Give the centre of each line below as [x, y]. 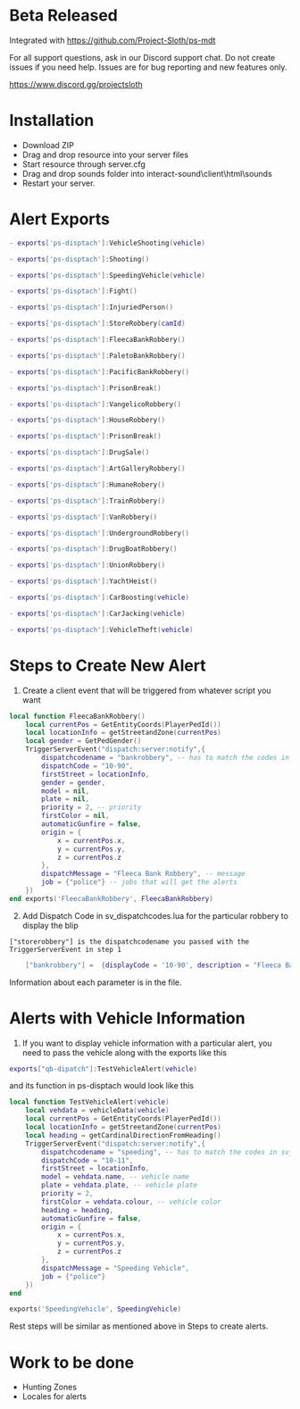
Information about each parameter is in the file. [96, 982]
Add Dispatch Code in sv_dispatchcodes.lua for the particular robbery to [155, 915]
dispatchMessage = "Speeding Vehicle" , [116, 1268]
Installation [52, 121]
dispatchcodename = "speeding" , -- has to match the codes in [159, 1152]
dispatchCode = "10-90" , [87, 766]
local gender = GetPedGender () [83, 741]
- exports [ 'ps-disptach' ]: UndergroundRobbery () [100, 533]
